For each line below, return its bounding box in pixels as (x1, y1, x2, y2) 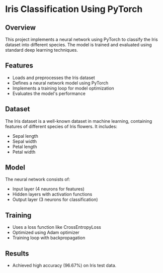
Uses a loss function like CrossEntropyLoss (12, 224, 101, 230)
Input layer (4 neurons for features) (12, 186, 84, 192)
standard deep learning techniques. (5, 47, 79, 53)
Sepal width (12, 138, 37, 144)
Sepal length (12, 133, 39, 139)
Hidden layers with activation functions (12, 191, 92, 197)
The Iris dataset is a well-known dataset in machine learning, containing (5, 118, 153, 124)
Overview (5, 23, 36, 32)
